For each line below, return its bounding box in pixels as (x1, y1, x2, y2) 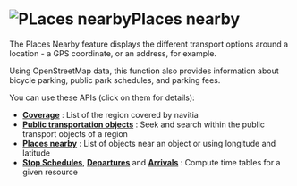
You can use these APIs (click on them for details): (9, 92, 195, 103)
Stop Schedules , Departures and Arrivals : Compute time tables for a (21, 156, 281, 167)
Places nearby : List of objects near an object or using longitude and (21, 138, 276, 148)
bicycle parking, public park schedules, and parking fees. (9, 74, 221, 85)
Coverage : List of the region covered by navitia (21, 109, 199, 120)
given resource (21, 166, 79, 177)
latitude (21, 148, 51, 158)
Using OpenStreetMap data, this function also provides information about (9, 65, 279, 76)
